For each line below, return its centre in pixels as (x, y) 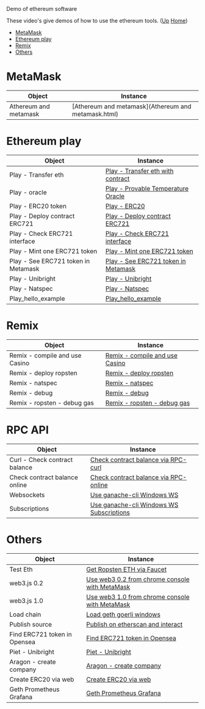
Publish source (31, 624)
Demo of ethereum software (42, 9)
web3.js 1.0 (27, 600)
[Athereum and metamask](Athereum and (132, 106)
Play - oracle (28, 192)
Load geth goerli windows (123, 614)
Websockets (27, 494)
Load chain (25, 614)
